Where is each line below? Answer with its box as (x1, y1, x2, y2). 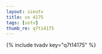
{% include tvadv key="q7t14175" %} (6, 42, 97, 49)
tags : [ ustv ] (6, 20, 39, 26)
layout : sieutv (6, 8, 44, 15)
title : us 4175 (6, 14, 44, 20)
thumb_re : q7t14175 (6, 25, 55, 31)
